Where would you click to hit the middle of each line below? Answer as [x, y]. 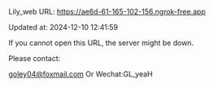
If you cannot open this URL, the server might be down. [101, 43]
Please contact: [35, 58]
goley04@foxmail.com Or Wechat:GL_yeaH [81, 74]
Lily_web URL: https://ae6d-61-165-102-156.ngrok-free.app [107, 12]
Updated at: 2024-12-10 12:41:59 [63, 27]
